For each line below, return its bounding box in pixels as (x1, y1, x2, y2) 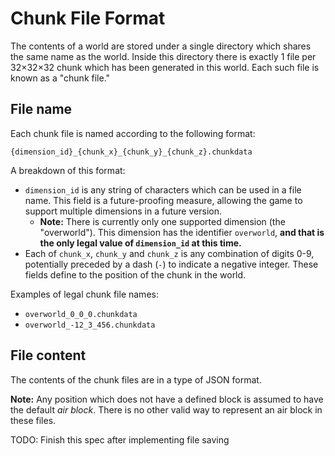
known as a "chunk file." (10, 72, 111, 84)
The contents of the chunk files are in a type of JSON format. (10, 373, 262, 386)
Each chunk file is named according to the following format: (10, 127, 256, 139)
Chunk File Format (10, 7, 166, 30)
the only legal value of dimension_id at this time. (39, 237, 242, 249)
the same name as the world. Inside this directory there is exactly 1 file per (10, 50, 317, 62)
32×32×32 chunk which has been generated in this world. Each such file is (10, 61, 320, 73)
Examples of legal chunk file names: (10, 288, 159, 300)
